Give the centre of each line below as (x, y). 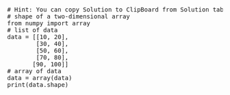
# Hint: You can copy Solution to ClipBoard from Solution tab (115, 10)
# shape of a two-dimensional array (68, 16)
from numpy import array (49, 23)
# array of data (34, 71)
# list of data (33, 30)
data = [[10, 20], (38, 37)
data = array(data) (40, 78)
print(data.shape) (38, 85)
